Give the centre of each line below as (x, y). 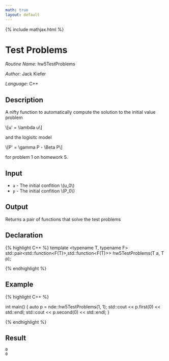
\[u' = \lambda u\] (24, 128)
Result (16, 338)
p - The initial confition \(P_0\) (44, 191)
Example (19, 285)
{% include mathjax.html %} (35, 29)
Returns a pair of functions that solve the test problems (63, 219)
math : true (17, 10)
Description (24, 100)
